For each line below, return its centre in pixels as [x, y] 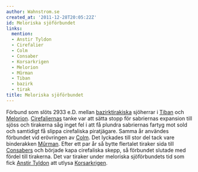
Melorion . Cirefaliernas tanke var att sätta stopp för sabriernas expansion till [99, 118]
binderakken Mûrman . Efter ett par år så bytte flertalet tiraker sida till [90, 143]
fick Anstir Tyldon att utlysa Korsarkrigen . [57, 162]
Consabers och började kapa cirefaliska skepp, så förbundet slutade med [96, 150]
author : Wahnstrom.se [33, 12]
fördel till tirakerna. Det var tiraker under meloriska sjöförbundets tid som [95, 156]
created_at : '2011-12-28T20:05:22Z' [51, 17]
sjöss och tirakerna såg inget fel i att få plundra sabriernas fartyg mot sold [97, 125]
